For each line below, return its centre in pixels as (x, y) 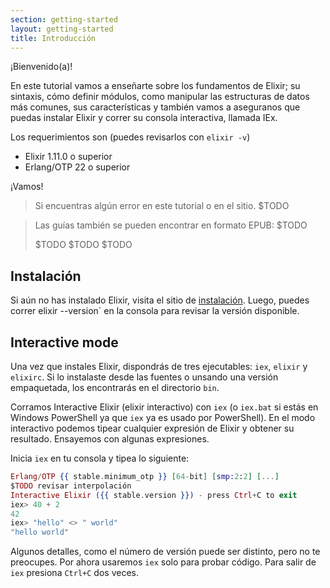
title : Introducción (53, 38)
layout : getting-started (62, 29)
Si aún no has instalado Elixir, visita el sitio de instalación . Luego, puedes (160, 300)
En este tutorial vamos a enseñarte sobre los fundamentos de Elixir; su (155, 86)
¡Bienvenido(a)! (41, 67)
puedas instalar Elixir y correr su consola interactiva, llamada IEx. (144, 118)
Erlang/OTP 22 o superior (77, 167)
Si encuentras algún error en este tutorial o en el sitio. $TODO (162, 206)
